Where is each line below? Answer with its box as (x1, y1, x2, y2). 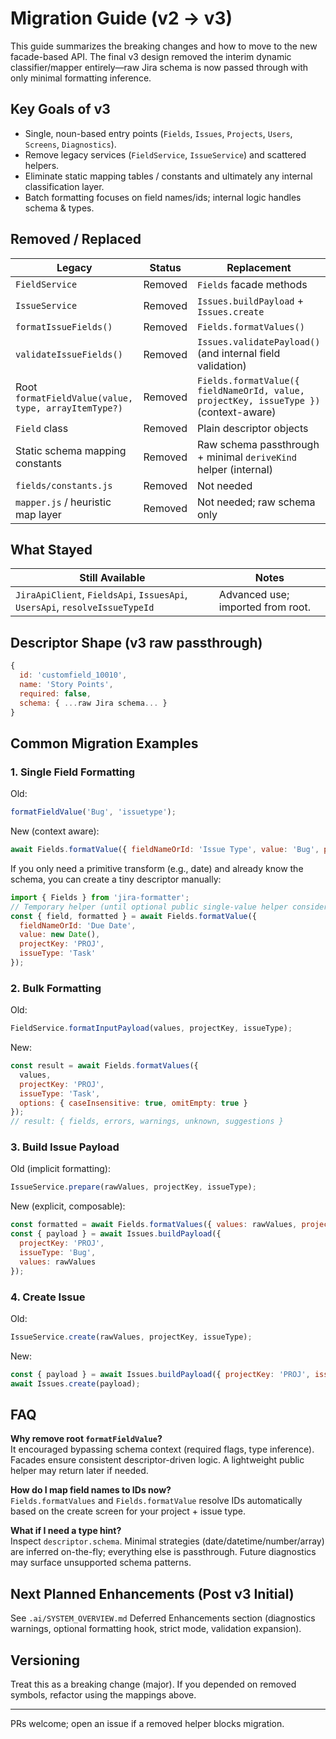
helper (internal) (197, 462, 273, 476)
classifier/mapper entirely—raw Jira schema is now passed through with (10, 61, 309, 73)
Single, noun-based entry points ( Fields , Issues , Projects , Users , (24, 127, 293, 139)
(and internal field (197, 346, 281, 360)
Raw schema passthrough (197, 437, 320, 451)
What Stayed (10, 541, 93, 558)
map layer (15, 507, 62, 521)
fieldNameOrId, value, (197, 385, 305, 396)
